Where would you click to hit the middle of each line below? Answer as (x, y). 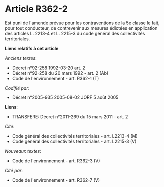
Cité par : (14, 170)
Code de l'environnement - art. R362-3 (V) (56, 161)
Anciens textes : (21, 58)
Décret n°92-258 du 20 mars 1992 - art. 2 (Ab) (60, 73)
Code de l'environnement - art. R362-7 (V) (56, 180)
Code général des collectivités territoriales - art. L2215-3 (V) (74, 141)
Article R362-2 (37, 9)
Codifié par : (17, 88)
